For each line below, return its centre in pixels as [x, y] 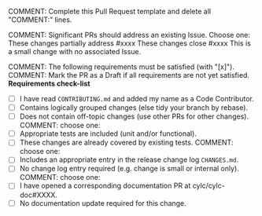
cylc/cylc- [209, 186]
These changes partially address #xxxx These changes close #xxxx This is [130, 43]
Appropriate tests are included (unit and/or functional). [108, 134]
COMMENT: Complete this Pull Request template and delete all [109, 11]
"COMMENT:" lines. [40, 20]
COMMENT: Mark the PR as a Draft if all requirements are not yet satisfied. [129, 75]
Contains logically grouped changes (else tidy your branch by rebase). [134, 108]
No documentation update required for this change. [103, 203]
